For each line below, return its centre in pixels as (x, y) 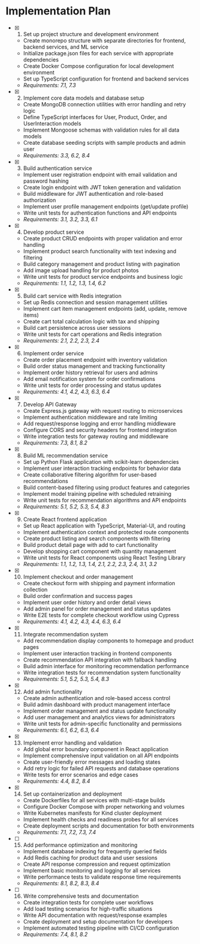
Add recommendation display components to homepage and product (108, 641)
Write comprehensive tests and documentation (81, 896)
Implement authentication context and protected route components (106, 532)
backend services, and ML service (66, 47)
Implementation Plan (58, 11)
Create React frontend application (65, 519)
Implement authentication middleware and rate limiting (90, 417)
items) (31, 315)
